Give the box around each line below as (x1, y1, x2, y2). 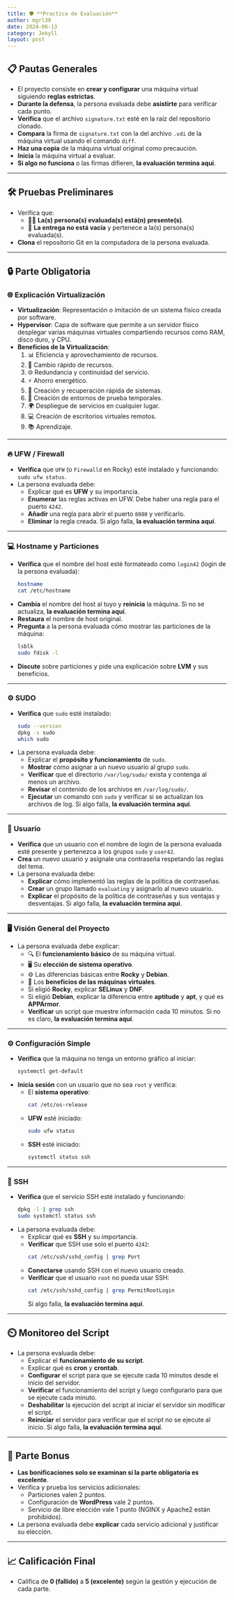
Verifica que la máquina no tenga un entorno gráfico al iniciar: (17, 1054, 196, 1063)
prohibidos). (27, 1513, 63, 1521)
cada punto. (17, 107, 52, 115)
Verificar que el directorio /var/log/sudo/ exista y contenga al (27, 770, 208, 779)
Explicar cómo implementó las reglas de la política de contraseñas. (27, 876, 221, 885)
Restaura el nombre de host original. (17, 614, 123, 623)
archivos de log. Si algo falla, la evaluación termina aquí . (27, 800, 192, 809)
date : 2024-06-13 (7, 23, 58, 30)
